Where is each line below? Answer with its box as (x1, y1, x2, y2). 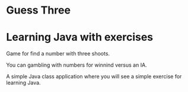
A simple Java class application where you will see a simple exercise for (6, 73, 182, 80)
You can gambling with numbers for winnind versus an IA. (6, 61, 147, 68)
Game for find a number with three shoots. (6, 50, 110, 57)
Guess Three (6, 4, 71, 17)
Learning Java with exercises (6, 31, 154, 44)
